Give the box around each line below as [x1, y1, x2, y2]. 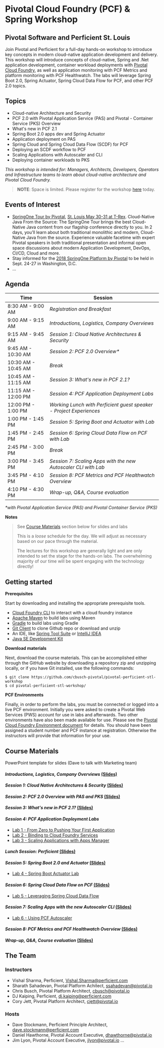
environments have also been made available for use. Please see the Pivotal [5, 717, 158, 723]
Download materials [5, 645, 47, 651]
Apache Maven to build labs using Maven [12, 615, 95, 621]
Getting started [5, 578, 53, 586]
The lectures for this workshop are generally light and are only [17, 548, 143, 554]
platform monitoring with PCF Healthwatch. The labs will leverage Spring [5, 73, 151, 78]
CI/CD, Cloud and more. [12, 250, 60, 256]
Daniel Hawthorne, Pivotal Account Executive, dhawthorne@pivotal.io [12, 1032, 152, 1038]
